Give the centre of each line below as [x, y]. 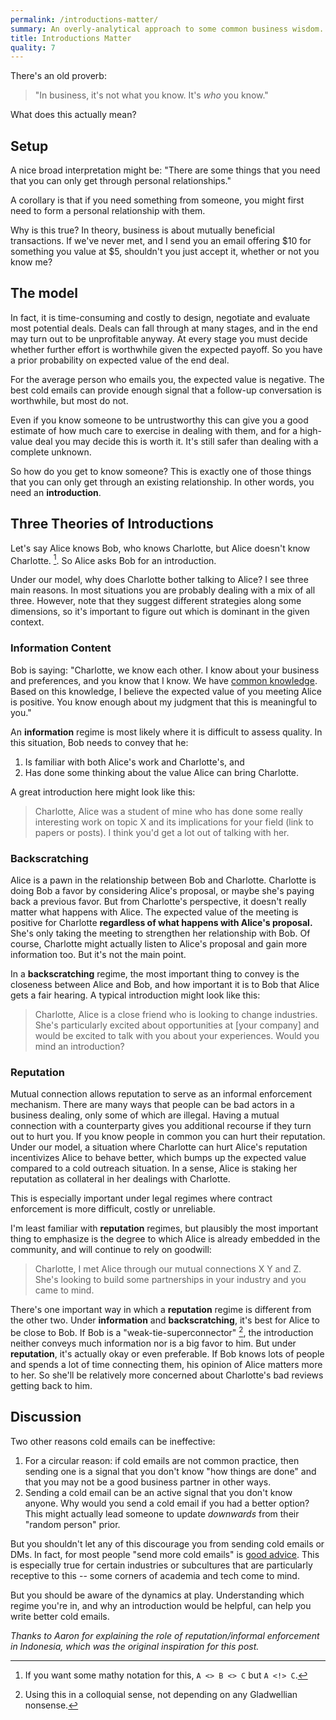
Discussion [46, 1417]
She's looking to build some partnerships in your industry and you [170, 1280]
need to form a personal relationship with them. [108, 211]
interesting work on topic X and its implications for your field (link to [174, 822]
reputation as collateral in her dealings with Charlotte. [120, 1179]
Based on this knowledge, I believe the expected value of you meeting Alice [166, 691]
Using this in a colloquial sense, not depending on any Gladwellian [161, 1694]
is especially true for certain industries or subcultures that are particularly [161, 1565]
